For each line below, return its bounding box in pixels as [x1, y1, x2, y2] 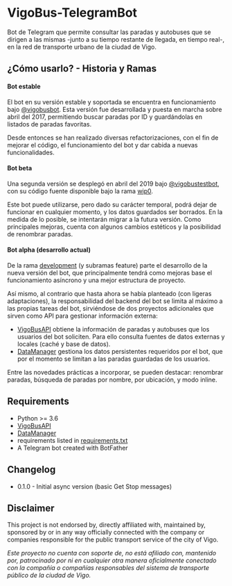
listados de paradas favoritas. [7, 120, 92, 128]
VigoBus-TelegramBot [7, 5, 137, 21]
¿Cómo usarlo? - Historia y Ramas [7, 63, 157, 74]
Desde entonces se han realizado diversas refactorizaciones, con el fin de [7, 133, 219, 142]
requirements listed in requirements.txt [17, 436, 128, 444]
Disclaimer [7, 502, 55, 514]
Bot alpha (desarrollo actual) [7, 245, 91, 254]
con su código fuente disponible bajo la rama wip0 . [7, 186, 154, 195]
